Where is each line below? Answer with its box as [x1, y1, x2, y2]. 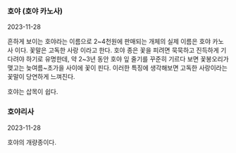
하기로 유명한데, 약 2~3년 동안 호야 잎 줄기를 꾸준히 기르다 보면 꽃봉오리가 [25, 55, 229, 63]
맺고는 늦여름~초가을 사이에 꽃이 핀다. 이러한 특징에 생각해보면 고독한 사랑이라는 [7, 63, 228, 72]
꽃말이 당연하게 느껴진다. [7, 73, 75, 81]
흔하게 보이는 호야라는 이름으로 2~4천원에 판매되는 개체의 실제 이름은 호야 [7, 37, 211, 46]
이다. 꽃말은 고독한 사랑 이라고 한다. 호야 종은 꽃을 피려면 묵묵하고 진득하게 [14, 46, 220, 54]
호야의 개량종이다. [7, 137, 57, 146]
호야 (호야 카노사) [7, 6, 63, 16]
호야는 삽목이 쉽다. [7, 87, 58, 96]
